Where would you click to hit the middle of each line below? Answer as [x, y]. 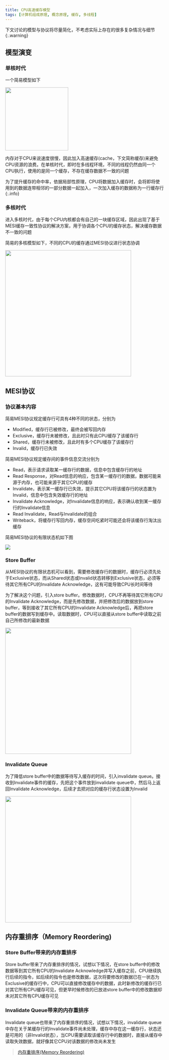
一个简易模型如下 [23, 80]
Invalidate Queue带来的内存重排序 [47, 1011]
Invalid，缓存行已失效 [35, 448]
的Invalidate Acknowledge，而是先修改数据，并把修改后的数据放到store [79, 601]
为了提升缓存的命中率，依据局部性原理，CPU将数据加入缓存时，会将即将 [80, 182]
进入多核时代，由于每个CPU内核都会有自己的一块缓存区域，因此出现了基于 [82, 220]
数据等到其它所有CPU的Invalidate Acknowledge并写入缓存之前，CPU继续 [81, 971]
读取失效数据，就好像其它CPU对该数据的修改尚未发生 [61, 1041]
